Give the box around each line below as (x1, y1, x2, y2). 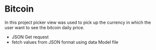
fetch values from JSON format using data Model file (11, 39, 119, 45)
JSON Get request (11, 34, 49, 40)
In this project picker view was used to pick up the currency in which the (4, 19, 151, 25)
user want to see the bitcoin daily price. (4, 24, 84, 30)
